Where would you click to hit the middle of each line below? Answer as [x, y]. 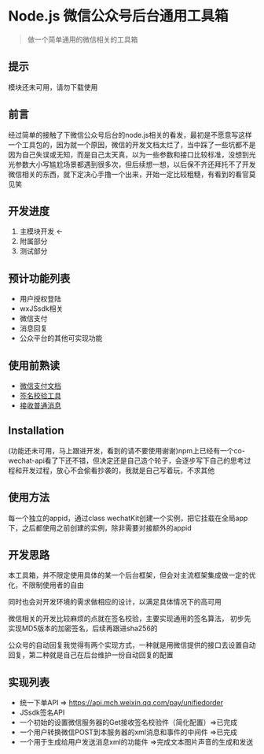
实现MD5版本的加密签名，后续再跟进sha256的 [83, 628]
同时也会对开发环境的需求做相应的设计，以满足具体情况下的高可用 [115, 602]
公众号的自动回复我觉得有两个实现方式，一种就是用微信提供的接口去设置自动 [132, 645]
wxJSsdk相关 [41, 309]
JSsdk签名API [42, 712]
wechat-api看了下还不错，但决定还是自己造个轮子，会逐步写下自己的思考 [126, 460]
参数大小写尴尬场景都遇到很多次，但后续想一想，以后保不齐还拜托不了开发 [135, 164]
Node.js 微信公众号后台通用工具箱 [119, 16]
